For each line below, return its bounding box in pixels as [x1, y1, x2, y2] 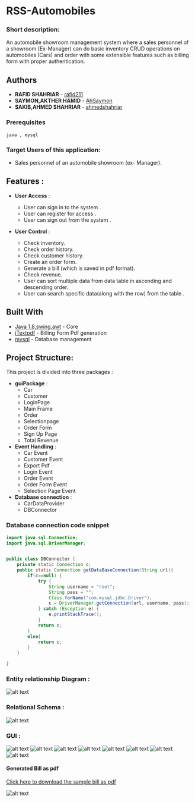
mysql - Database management [14, 335, 92, 342]
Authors [6, 75, 37, 85]
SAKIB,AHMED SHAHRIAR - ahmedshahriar [14, 103, 123, 111]
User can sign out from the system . [23, 216, 111, 224]
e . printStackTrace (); [48, 611, 102, 618]
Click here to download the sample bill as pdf [6, 778, 117, 785]
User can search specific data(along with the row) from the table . [23, 290, 185, 297]
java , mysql [6, 132, 39, 138]
